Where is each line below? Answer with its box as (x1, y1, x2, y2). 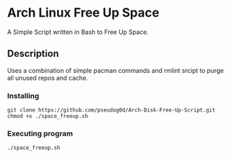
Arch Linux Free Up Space (7, 5, 160, 21)
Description (7, 48, 59, 60)
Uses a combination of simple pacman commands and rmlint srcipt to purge (7, 66, 224, 74)
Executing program (7, 128, 74, 138)
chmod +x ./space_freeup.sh (7, 113, 89, 120)
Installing (7, 91, 40, 100)
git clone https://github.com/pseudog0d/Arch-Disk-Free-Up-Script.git (7, 107, 216, 114)
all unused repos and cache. (7, 73, 89, 82)
